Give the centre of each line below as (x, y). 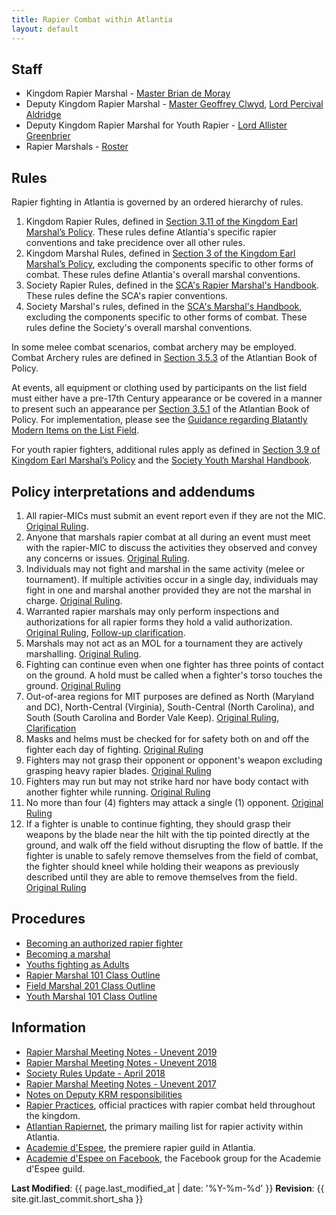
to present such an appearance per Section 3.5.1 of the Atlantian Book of (160, 409)
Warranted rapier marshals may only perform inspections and (152, 611)
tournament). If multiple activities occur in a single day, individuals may (172, 579)
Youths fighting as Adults (77, 964)
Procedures (48, 919)
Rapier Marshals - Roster (77, 147)
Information (49, 1027)
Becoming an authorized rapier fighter (104, 943)
